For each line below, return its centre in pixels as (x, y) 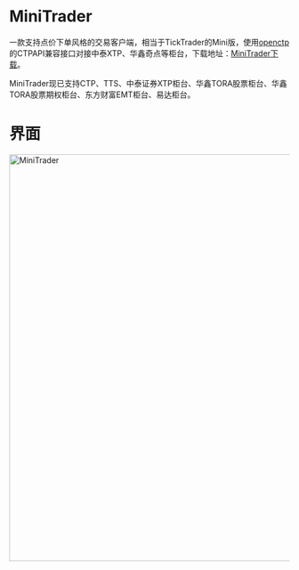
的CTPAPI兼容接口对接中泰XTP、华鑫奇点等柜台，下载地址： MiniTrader (140, 53)
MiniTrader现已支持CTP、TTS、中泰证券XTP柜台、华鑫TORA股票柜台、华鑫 (148, 83)
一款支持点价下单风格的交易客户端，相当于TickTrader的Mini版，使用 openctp (149, 42)
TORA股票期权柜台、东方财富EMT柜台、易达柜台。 (102, 94)
